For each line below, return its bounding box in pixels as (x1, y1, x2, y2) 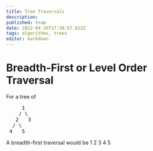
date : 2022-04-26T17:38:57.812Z (6, 25, 86, 31)
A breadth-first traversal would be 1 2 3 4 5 (6, 139, 111, 146)
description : (6, 14, 38, 20)
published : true (6, 19, 46, 25)
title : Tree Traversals (6, 8, 65, 15)
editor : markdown (6, 36, 49, 42)
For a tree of (6, 93, 37, 100)
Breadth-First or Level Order (6, 61, 148, 75)
